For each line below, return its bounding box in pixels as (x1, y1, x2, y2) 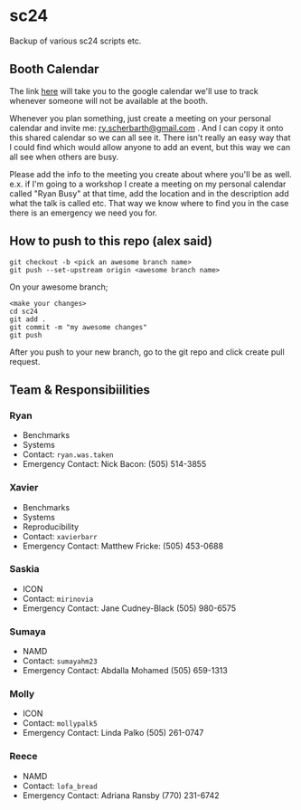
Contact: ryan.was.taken (22, 449, 114, 460)
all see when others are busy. (9, 151, 119, 162)
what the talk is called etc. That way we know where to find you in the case (9, 197, 289, 208)
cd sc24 (9, 307, 39, 316)
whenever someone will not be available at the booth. (9, 95, 209, 106)
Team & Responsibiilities (9, 382, 151, 397)
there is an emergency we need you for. (9, 207, 158, 218)
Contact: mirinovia (22, 593, 94, 604)
